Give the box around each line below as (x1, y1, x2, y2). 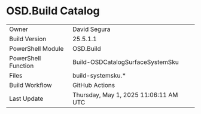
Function (9, 61, 34, 70)
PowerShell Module (9, 44, 64, 53)
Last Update (9, 94, 44, 103)
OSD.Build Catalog (6, 4, 100, 18)
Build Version (9, 35, 47, 43)
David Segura (72, 25, 111, 33)
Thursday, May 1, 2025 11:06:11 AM (72, 91, 178, 99)
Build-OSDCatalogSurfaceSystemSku (72, 58, 179, 66)
